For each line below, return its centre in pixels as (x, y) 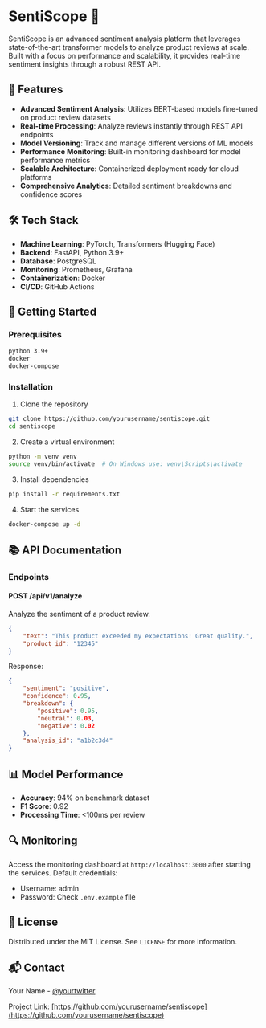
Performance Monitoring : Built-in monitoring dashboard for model (130, 151)
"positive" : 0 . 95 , (68, 711)
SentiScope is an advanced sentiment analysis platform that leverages (125, 39)
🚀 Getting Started (53, 311)
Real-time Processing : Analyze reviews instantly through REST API (131, 126)
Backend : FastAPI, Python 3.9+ (72, 252)
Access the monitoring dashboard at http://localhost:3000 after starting (130, 864)
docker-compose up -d (45, 524)
